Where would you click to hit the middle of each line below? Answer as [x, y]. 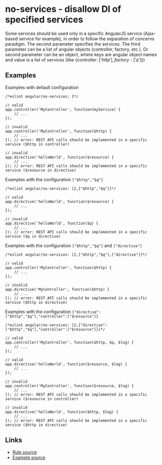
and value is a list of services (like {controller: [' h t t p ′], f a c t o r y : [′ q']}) [75, 60]
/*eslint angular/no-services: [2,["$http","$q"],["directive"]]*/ [76, 255]
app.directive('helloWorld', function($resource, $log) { [66, 364]
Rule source [25, 452]
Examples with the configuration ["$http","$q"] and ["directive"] [74, 245]
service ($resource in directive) [41, 170]
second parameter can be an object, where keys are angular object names [81, 54]
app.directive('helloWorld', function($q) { [52, 223]
